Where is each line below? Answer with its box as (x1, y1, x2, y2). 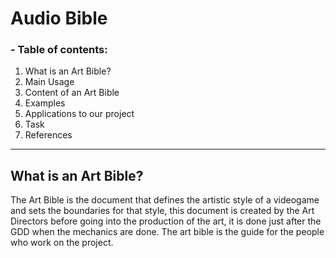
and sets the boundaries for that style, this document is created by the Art (10, 205, 315, 217)
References (24, 129, 73, 141)
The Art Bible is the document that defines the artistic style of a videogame (10, 194, 320, 206)
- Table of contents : (10, 43, 108, 57)
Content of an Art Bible (24, 87, 120, 99)
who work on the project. (10, 237, 114, 249)
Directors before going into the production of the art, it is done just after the (10, 215, 322, 227)
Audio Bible (10, 7, 108, 30)
